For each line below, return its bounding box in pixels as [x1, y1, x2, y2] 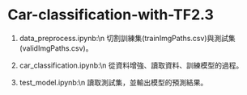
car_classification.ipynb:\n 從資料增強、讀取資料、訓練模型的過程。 [19, 60, 244, 70]
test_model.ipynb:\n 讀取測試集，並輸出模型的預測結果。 [19, 77, 208, 87]
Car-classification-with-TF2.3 [7, 6, 214, 24]
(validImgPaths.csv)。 [19, 43, 93, 53]
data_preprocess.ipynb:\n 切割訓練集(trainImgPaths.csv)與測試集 [19, 33, 236, 43]
